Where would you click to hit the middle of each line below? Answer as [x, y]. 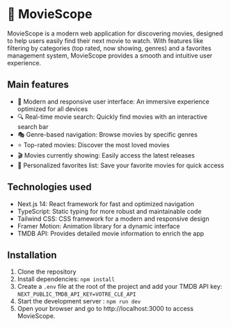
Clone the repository [47, 272]
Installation [32, 255]
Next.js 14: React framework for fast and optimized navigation [106, 203]
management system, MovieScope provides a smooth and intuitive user [110, 56]
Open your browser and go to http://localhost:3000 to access [105, 309]
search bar [33, 126]
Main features [38, 85]
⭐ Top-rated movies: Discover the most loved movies [93, 144]
